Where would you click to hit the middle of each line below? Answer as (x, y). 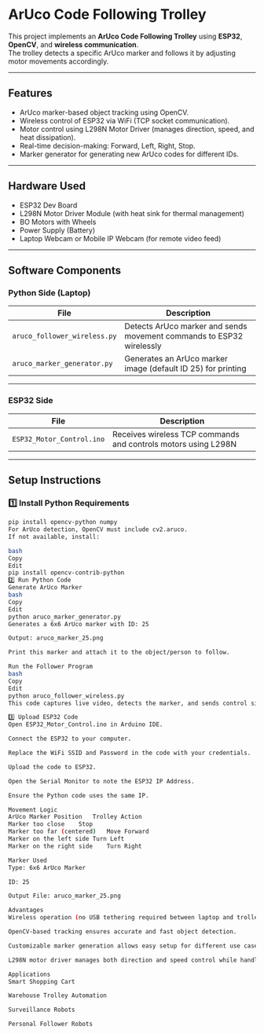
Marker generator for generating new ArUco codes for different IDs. (129, 154)
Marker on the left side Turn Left (66, 839)
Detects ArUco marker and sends (186, 326)
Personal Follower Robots (50, 1024)
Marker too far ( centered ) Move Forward (79, 832)
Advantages (26, 910)
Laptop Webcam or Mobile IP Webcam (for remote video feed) (120, 238)
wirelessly (143, 346)
